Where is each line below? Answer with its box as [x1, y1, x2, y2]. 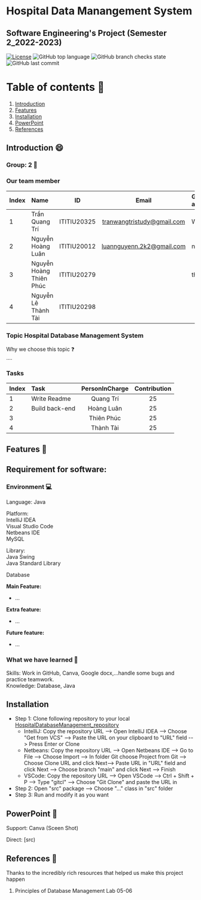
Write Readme [31, 394, 71, 403]
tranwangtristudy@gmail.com [102, 217, 185, 225]
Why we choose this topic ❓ [6, 345, 75, 353]
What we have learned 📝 [6, 656, 78, 664]
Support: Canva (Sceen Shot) [6, 825, 79, 832]
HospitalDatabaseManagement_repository [14, 721, 120, 728]
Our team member [6, 177, 60, 185]
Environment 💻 [6, 482, 53, 491]
